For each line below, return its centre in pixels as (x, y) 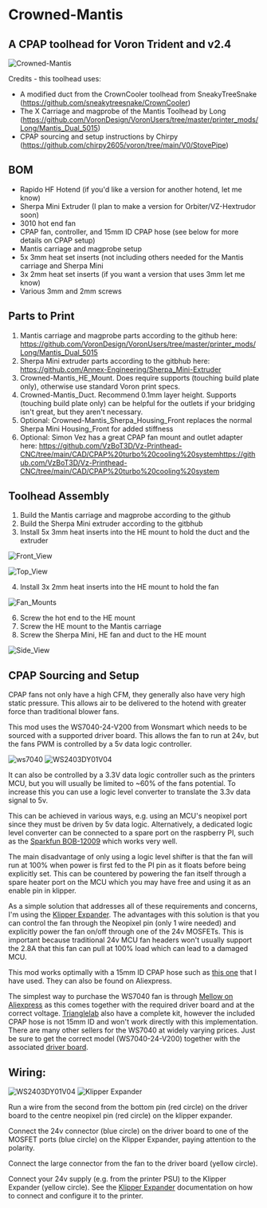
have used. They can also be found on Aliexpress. (90, 981)
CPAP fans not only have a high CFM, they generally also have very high (127, 695)
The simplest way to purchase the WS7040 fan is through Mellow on (121, 997)
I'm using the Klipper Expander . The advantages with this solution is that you (134, 914)
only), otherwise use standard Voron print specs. (100, 386)
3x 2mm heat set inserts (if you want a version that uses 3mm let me (132, 274)
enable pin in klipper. (43, 890)
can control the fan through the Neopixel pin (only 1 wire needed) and (122, 923)
